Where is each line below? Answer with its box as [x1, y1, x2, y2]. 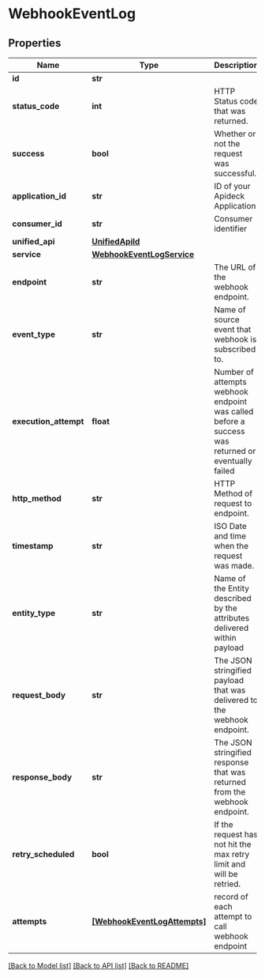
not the [214, 138, 241, 149]
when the [214, 541, 249, 551]
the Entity [214, 583, 250, 594]
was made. [214, 561, 255, 571]
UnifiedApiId [91, 236, 140, 247]
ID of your [214, 181, 251, 191]
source [214, 314, 241, 325]
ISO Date [214, 521, 247, 531]
